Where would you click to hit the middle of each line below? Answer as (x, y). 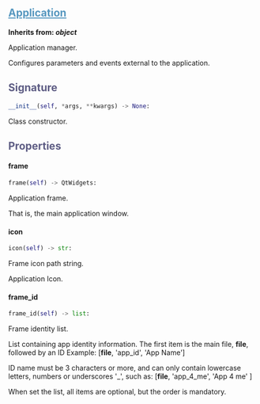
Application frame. (38, 198)
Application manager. (43, 48)
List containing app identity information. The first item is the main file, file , (128, 345)
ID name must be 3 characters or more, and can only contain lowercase (124, 368)
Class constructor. (38, 121)
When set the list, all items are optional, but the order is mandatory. (117, 392)
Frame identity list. (38, 329)
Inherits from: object (43, 32)
